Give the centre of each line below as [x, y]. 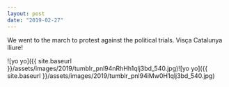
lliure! [15, 47]
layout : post [26, 14]
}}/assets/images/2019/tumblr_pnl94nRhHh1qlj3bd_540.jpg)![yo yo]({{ [108, 68]
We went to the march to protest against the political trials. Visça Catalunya [115, 40]
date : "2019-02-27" [35, 20]
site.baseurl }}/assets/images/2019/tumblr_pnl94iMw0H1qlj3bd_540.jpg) [111, 76]
